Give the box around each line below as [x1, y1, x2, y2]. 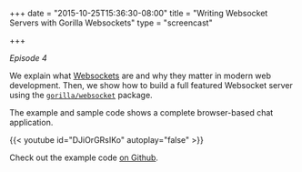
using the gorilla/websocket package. [9, 90, 153, 100]
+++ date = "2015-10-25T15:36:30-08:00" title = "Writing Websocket [9, 8, 268, 18]
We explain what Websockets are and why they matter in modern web [9, 70, 271, 81]
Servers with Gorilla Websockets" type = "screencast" [9, 17, 213, 28]
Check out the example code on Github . [9, 152, 159, 163]
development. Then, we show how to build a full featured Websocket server [9, 80, 293, 90]
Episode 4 [9, 53, 47, 63]
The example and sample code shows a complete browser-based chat [9, 107, 274, 117]
